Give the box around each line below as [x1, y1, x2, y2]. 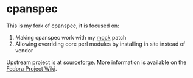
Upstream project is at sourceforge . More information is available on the [6, 58, 187, 66]
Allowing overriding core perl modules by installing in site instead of [15, 40, 186, 48]
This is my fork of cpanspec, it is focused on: [6, 22, 120, 29]
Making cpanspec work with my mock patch [15, 34, 127, 41]
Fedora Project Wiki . [6, 65, 57, 72]
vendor [15, 46, 33, 54]
